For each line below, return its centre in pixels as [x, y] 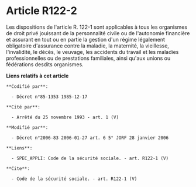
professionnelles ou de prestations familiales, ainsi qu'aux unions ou [88, 58]
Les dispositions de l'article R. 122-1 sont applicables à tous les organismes [97, 27]
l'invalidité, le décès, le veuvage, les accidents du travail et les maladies [92, 52]
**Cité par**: [23, 107]
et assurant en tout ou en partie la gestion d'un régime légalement [86, 39]
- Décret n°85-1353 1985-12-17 [49, 97]
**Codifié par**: [27, 86]
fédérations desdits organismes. [45, 64]
